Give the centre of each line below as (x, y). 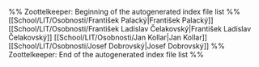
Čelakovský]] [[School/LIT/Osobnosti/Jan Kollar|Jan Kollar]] (108, 37)
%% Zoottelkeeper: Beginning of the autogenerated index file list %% (125, 12)
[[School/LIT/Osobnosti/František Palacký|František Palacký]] (111, 20)
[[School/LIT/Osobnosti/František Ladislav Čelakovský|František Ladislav (130, 29)
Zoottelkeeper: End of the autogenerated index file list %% (106, 54)
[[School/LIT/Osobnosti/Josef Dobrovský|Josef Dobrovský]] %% (117, 46)
